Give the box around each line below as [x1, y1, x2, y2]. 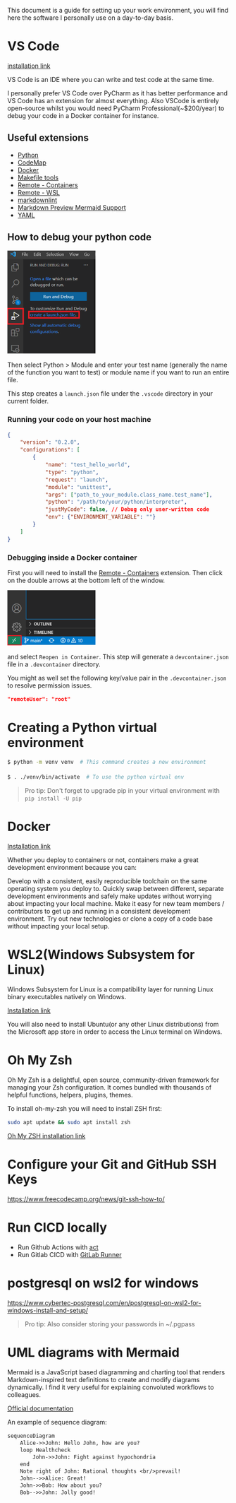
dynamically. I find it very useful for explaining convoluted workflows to [7, 1383, 214, 1391]
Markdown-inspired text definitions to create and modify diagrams [7, 1375, 200, 1384]
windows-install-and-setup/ [7, 1306, 89, 1314]
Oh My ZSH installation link [7, 1131, 86, 1140]
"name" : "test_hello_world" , [44, 461, 131, 468]
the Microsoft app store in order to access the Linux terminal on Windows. [7, 1027, 223, 1036]
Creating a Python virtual [7, 719, 157, 736]
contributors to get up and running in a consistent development [7, 907, 191, 916]
